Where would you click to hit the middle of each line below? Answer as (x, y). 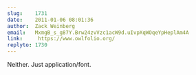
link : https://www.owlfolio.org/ (61, 39)
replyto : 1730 (28, 45)
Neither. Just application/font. (49, 64)
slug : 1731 (28, 13)
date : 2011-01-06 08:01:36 (51, 20)
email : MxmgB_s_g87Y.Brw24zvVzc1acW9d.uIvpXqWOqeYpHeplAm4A (98, 32)
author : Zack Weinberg (41, 26)
